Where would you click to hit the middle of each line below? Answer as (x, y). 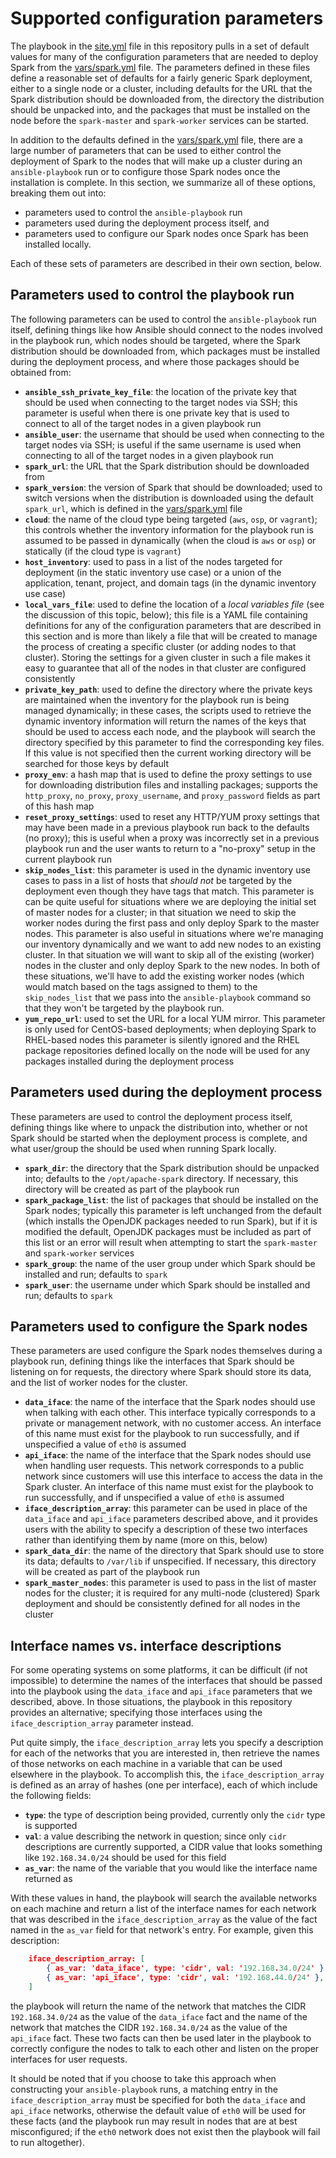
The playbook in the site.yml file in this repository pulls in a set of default (160, 46)
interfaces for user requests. (69, 2059)
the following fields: (51, 1796)
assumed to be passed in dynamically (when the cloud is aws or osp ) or (170, 540)
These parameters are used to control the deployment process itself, (151, 1116)
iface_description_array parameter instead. (102, 1723)
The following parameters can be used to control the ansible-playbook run (163, 319)
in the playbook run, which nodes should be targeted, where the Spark (156, 340)
